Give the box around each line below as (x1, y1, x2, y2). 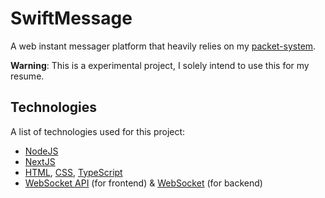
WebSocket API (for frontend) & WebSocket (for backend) (24, 177, 263, 189)
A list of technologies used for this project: (10, 125, 186, 137)
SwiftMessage (10, 7, 133, 30)
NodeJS (24, 145, 59, 157)
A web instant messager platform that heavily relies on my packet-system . (10, 40, 317, 52)
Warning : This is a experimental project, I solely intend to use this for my (10, 59, 310, 71)
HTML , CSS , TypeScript (24, 166, 123, 178)
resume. (10, 70, 45, 82)
